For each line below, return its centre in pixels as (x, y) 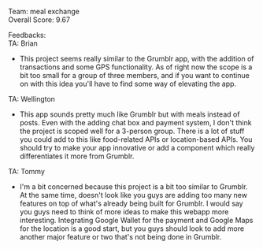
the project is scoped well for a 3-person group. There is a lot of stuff (132, 131)
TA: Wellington (31, 99)
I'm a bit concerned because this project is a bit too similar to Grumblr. (133, 187)
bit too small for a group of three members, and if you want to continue (134, 75)
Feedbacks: (27, 35)
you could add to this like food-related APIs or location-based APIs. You (136, 139)
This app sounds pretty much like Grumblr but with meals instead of (130, 114)
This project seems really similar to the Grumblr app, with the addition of (137, 59)
